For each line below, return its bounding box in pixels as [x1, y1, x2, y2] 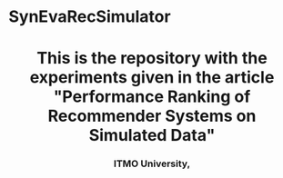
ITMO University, [113, 157, 191, 170]
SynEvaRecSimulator [8, 6, 171, 27]
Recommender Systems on [47, 106, 257, 126]
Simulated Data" [88, 125, 216, 146]
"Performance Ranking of [53, 86, 251, 107]
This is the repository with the [36, 48, 268, 69]
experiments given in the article [29, 67, 275, 88]
